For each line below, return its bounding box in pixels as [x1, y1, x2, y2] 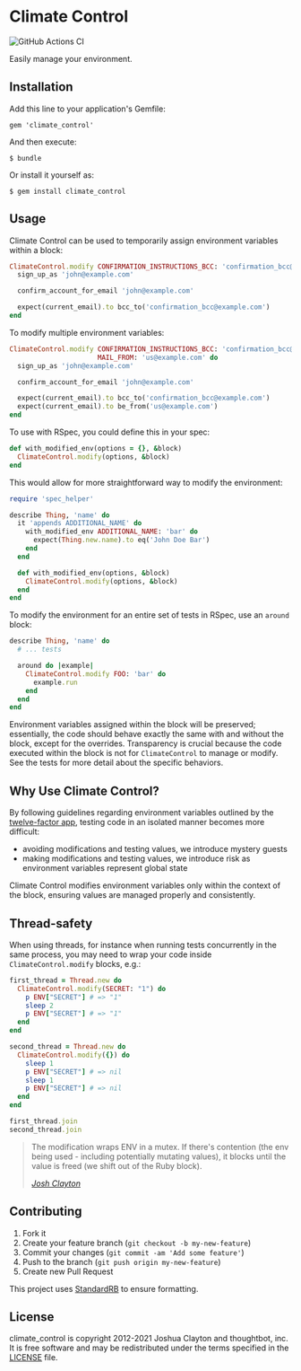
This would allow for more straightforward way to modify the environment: [9, 477, 283, 488]
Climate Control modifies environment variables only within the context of [9, 880, 280, 891]
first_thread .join [9, 1117, 78, 1126]
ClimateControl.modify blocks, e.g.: [9, 958, 142, 969]
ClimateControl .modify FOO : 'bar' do [25, 669, 167, 679]
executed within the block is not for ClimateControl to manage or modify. [9, 748, 279, 759]
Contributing [9, 1204, 82, 1219]
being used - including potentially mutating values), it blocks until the [30, 1151, 287, 1162]
